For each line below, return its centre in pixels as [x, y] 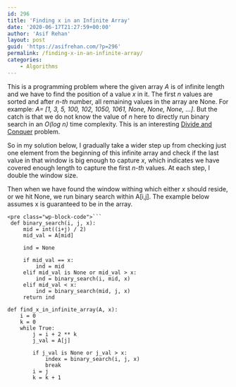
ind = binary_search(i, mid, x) [83, 279]
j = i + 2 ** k [55, 334]
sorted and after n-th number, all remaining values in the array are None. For [118, 101]
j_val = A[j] [52, 340]
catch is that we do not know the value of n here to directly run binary [108, 117]
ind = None [39, 248]
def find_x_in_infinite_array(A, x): [63, 309]
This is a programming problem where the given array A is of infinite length [116, 86]
